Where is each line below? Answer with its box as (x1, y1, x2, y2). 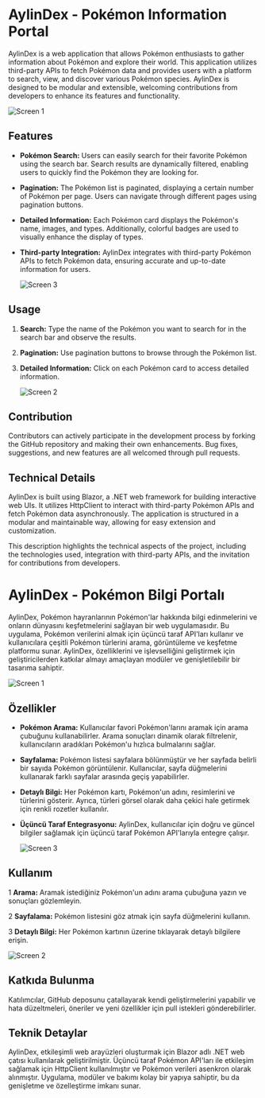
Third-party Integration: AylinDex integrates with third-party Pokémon (19, 247, 252, 257)
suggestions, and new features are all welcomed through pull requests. (8, 448, 240, 458)
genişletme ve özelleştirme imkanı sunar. (8, 1081, 141, 1091)
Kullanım (8, 867, 53, 880)
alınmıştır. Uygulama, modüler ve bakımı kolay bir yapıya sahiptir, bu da (8, 1073, 240, 1082)
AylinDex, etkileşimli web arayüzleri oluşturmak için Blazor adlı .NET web (8, 1047, 245, 1057)
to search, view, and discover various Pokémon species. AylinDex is (8, 74, 230, 83)
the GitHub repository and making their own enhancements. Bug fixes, (8, 440, 238, 449)
